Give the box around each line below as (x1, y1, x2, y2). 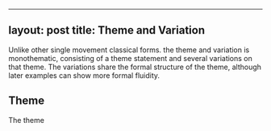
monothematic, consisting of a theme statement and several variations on (8, 53, 252, 63)
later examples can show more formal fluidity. (8, 70, 160, 80)
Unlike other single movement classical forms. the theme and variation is (8, 45, 250, 55)
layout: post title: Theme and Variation (8, 23, 206, 37)
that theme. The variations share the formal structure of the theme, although (8, 62, 262, 72)
